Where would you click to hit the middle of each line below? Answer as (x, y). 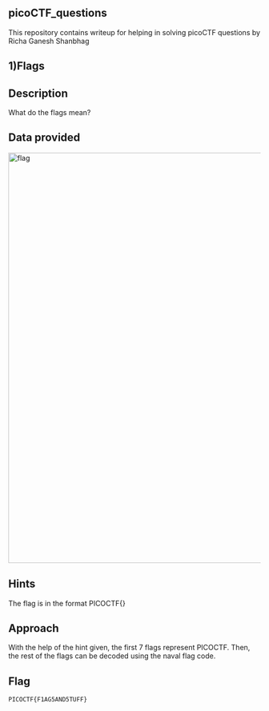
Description (38, 93)
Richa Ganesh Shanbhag (49, 41)
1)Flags (27, 66)
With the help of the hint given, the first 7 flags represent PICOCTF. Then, (129, 648)
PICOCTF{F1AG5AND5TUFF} (48, 700)
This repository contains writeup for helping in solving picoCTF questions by (134, 32)
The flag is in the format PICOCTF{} (67, 603)
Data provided (44, 138)
